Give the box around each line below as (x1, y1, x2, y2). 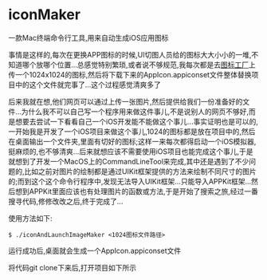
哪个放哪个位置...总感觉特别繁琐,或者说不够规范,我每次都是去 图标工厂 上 (22, 60, 257, 69)
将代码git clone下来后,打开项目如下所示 (8, 262, 137, 272)
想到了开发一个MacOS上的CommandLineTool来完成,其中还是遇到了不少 (14, 156, 249, 166)
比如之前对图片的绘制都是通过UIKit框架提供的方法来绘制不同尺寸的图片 (24, 166, 257, 176)
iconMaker (8, 6, 81, 24)
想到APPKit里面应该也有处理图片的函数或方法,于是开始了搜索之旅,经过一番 (14, 186, 259, 196)
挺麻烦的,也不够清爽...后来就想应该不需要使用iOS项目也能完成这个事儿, (8, 146, 240, 156)
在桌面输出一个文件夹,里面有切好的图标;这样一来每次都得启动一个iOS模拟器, (8, 136, 257, 146)
